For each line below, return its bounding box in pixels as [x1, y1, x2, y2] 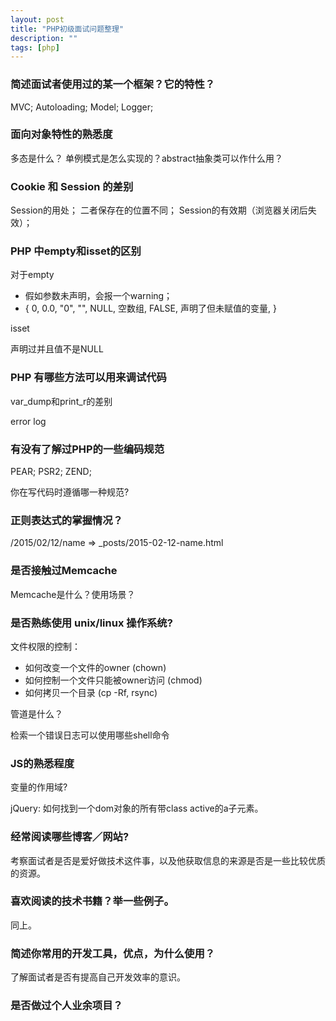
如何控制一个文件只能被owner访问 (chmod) [24, 674, 203, 686]
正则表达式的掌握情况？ [10, 513, 123, 527]
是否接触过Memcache [10, 564, 118, 578]
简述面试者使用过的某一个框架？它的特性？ [10, 77, 216, 91]
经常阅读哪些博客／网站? [10, 830, 130, 844]
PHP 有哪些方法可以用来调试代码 [10, 371, 167, 385]
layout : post [10, 14, 65, 25]
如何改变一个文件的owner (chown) [24, 661, 167, 673]
